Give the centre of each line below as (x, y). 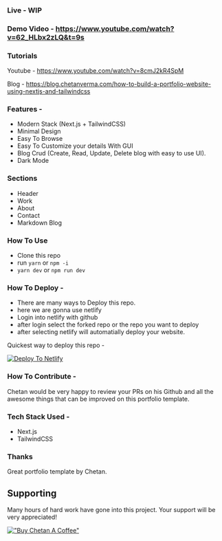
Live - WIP (25, 10)
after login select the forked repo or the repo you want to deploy (108, 324)
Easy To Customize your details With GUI (75, 146)
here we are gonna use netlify (59, 310)
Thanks (20, 456)
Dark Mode (33, 161)
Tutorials (22, 56)
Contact (28, 215)
